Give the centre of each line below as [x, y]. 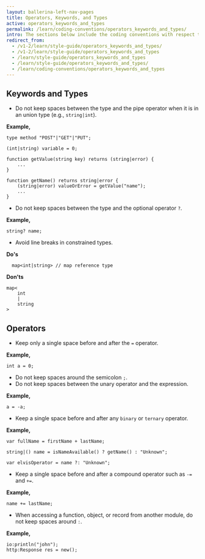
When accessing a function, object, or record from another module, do [104, 515]
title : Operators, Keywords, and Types [57, 18]
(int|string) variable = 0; [42, 149]
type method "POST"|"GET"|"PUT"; [49, 138]
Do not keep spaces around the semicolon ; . [71, 377]
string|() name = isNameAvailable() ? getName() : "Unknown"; [87, 452]
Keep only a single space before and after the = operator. [87, 343]
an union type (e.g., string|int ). [56, 115]
